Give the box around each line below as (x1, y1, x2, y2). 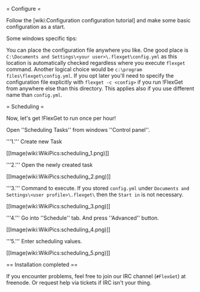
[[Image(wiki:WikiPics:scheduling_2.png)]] (6, 173, 111, 180)
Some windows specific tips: (6, 35, 77, 42)
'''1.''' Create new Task (6, 138, 62, 145)
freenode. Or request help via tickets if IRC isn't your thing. (6, 279, 152, 286)
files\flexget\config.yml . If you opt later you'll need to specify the (6, 72, 174, 79)
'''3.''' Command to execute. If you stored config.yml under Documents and (6, 185, 190, 191)
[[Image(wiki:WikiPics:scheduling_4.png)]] (6, 226, 111, 233)
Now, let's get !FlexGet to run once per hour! (6, 114, 116, 122)
